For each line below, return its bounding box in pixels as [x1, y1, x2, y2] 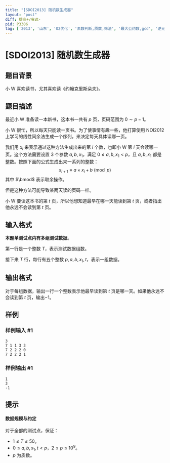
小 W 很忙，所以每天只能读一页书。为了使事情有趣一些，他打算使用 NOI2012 [5, 127, 164, 133]
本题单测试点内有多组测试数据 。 [5, 235, 72, 241]
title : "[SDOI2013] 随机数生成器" [5, 7, 73, 13]
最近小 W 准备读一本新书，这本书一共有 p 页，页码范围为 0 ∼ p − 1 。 [5, 116, 149, 122]
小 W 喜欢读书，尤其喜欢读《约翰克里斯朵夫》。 [5, 86, 103, 92]
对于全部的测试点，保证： [5, 428, 59, 434]
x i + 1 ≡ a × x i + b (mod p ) [59, 166, 111, 174]
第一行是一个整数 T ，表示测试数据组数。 [5, 246, 90, 252]
